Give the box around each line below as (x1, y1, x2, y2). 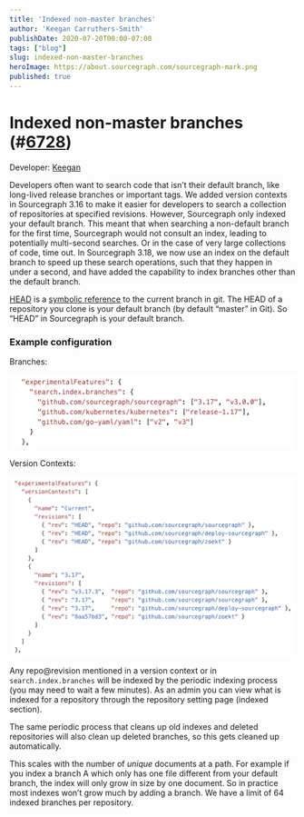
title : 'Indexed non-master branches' (9, 15, 156, 24)
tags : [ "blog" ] (9, 44, 67, 53)
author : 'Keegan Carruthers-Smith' (9, 24, 144, 34)
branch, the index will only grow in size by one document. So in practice (9, 777, 279, 788)
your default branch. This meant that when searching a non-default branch (9, 218, 289, 229)
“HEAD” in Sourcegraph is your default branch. (9, 313, 185, 324)
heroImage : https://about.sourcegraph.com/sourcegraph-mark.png (9, 63, 258, 72)
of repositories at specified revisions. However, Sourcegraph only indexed (9, 208, 286, 219)
